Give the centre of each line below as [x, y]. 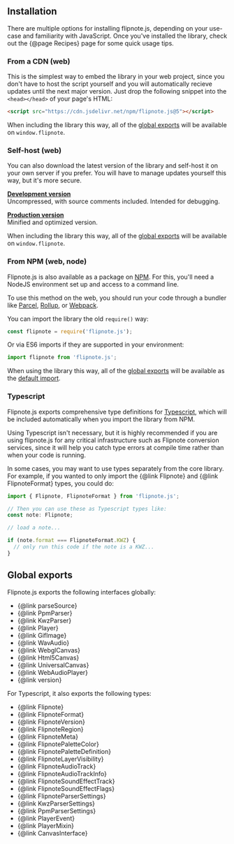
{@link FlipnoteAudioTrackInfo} [62, 773]
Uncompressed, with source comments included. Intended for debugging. [114, 201]
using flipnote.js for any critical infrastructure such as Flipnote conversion [113, 440]
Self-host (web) [34, 150]
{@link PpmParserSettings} [57, 810]
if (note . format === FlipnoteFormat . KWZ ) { [72, 541]
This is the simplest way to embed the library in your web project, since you [116, 77]
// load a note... [34, 528]
